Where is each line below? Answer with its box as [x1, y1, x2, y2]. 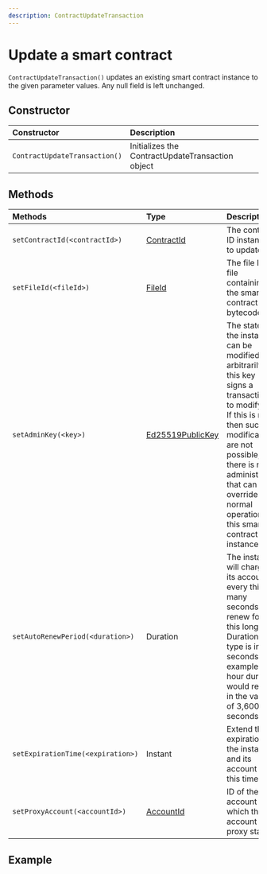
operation [226, 509, 263, 520]
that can [226, 479, 257, 490]
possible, [226, 449, 261, 460]
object [130, 161, 153, 172]
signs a [226, 379, 253, 390]
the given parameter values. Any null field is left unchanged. [8, 80, 205, 90]
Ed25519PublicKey [145, 429, 219, 441]
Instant [145, 748, 172, 759]
